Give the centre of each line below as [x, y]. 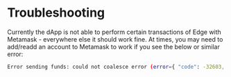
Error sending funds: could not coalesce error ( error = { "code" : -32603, [116, 67]
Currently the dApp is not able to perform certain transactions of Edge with [114, 32]
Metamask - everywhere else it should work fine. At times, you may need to [115, 39]
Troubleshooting [56, 13]
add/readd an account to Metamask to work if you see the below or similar [113, 46]
